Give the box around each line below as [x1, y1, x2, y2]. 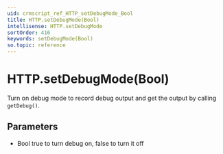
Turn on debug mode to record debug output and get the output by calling [7, 94, 217, 102]
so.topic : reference [7, 42, 67, 49]
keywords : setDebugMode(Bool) [7, 36, 94, 42]
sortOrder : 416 [7, 29, 51, 36]
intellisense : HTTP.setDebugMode [7, 23, 103, 29]
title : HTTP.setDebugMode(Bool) [7, 16, 99, 23]
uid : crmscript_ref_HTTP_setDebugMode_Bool [7, 10, 134, 17]
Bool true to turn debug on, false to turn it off [16, 139, 144, 147]
